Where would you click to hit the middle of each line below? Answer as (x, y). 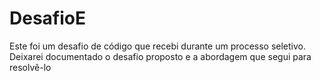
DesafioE (47, 18)
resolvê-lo (30, 67)
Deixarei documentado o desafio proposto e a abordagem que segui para (160, 56)
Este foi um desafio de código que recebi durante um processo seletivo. (158, 46)
